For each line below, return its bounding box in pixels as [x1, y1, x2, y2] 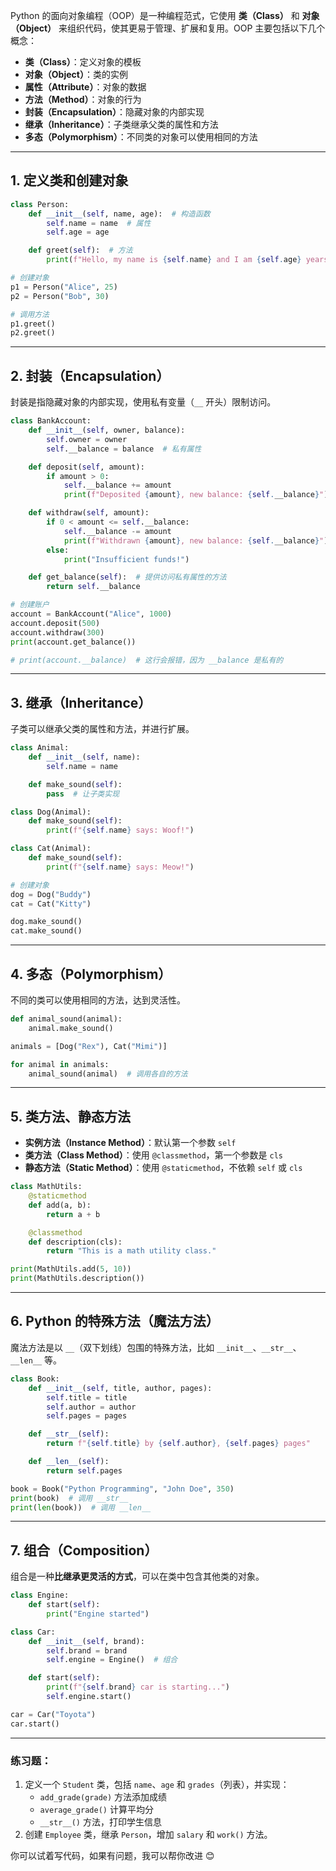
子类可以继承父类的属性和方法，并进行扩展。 [10, 723, 195, 735]
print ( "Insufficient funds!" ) [63, 554, 190, 564]
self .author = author [46, 1402, 137, 1412]
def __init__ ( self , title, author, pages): [28, 1383, 213, 1393]
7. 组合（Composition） [10, 1542, 158, 1559]
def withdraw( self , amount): [28, 508, 150, 518]
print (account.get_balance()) [10, 637, 137, 647]
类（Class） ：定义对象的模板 [24, 56, 142, 68]
